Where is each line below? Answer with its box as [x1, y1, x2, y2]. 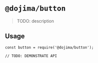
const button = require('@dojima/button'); [5, 45, 94, 50]
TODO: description [16, 18, 55, 24]
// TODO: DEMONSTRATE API [5, 53, 57, 58]
